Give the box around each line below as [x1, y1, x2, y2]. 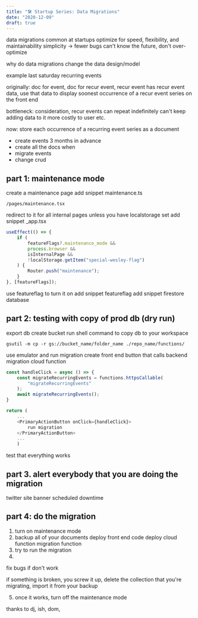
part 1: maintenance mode [6, 174, 105, 184]
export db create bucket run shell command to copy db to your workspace [6, 329, 188, 336]
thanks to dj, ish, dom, [6, 605, 61, 612]
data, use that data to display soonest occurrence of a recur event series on [6, 90, 192, 97]
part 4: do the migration [6, 511, 96, 522]
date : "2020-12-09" [6, 14, 55, 20]
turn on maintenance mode [14, 527, 81, 534]
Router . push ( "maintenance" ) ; [27, 268, 100, 274]
